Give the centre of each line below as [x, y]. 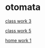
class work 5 [18, 30]
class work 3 [18, 21]
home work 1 [18, 40]
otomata [23, 7]
